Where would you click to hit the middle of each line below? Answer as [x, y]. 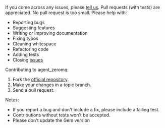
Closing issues [28, 60]
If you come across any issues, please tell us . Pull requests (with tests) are [83, 7]
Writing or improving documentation [50, 33]
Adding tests [26, 54]
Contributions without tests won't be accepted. [61, 115]
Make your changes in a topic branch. [52, 85]
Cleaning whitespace [34, 44]
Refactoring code [31, 49]
